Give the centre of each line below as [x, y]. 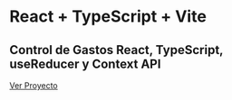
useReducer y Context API [85, 64]
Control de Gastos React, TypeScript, [116, 50]
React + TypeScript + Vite [108, 17]
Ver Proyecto [34, 86]
